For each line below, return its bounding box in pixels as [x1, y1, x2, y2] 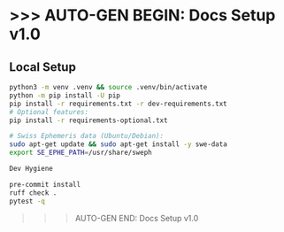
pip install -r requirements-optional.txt [9, 116, 168, 125]
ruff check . [9, 188, 58, 197]
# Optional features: [9, 107, 89, 116]
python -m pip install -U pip [9, 90, 121, 100]
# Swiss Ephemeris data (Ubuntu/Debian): [9, 132, 165, 141]
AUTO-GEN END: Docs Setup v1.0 [74, 213, 199, 223]
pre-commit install [9, 180, 81, 189]
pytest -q [9, 197, 46, 205]
